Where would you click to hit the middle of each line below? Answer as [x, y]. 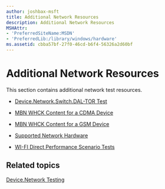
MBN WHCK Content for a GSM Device [62, 124]
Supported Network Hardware [51, 135]
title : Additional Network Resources [52, 17]
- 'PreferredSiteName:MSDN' [41, 34]
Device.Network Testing [35, 180]
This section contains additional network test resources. [74, 89]
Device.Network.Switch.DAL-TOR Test [61, 101]
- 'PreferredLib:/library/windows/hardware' [62, 39]
